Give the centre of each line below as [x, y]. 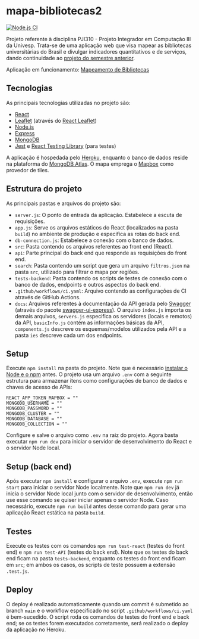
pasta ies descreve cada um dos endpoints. [69, 335]
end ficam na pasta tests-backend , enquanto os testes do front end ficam [96, 558]
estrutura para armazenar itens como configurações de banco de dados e [97, 381]
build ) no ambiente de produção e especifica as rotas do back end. [98, 234]
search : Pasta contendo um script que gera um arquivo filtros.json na [102, 265]
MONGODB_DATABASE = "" [34, 419]
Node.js [24, 127]
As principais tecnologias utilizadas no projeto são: [68, 103]
